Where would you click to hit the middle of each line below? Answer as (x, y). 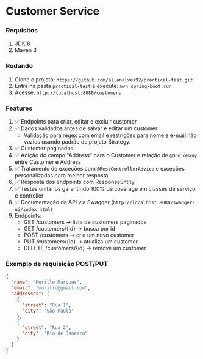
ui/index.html (32, 210)
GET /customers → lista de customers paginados (85, 222)
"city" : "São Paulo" (48, 311)
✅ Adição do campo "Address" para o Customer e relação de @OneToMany (106, 155)
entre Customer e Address (48, 162)
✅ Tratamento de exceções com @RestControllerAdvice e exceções (100, 169)
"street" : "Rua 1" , (46, 305)
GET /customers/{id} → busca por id (69, 229)
